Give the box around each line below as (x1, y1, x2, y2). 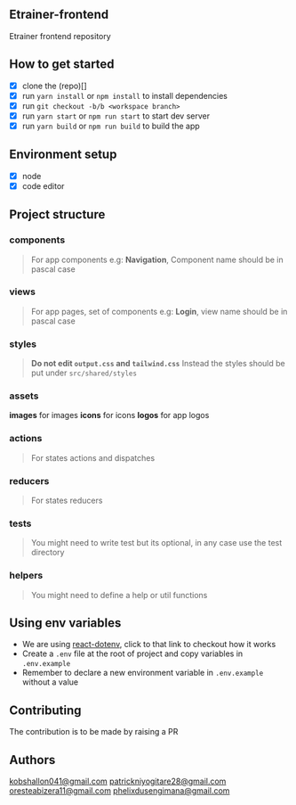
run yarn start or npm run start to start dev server (21, 111, 211, 121)
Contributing (9, 702, 82, 718)
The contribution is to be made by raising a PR (9, 727, 179, 737)
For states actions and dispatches (30, 452, 156, 463)
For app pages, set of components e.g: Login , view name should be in (30, 306, 288, 316)
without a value (21, 677, 78, 687)
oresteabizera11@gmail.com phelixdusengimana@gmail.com (9, 785, 230, 796)
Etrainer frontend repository (9, 30, 111, 41)
